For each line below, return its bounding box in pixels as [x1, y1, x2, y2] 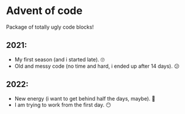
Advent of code [6, 4, 83, 18]
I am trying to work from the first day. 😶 [14, 101, 111, 108]
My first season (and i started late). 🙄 [14, 56, 105, 63]
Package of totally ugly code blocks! [6, 23, 94, 30]
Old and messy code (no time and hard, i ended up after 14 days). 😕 [14, 63, 180, 70]
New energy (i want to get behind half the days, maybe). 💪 [14, 95, 156, 102]
